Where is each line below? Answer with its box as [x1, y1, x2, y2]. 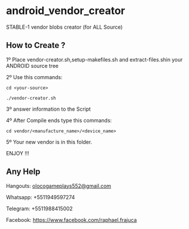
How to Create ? [6, 40, 66, 50]
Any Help [6, 167, 41, 177]
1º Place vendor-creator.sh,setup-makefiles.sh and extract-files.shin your [6, 56, 183, 63]
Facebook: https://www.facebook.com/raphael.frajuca [6, 216, 138, 223]
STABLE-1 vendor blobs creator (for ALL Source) [6, 23, 123, 30]
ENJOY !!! [6, 149, 29, 156]
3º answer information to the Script [6, 105, 91, 112]
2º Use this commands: [6, 73, 63, 80]
